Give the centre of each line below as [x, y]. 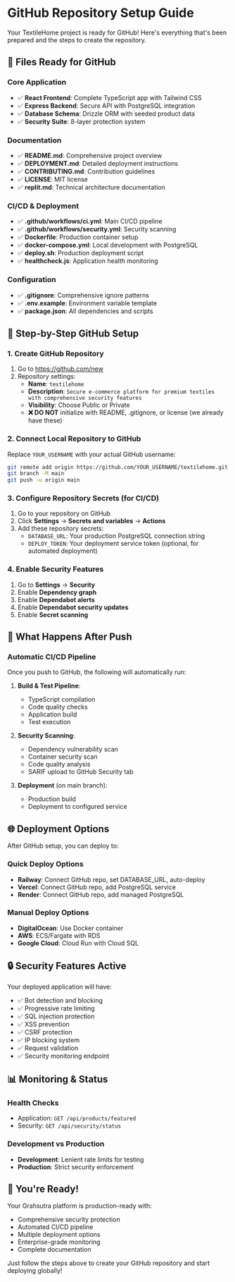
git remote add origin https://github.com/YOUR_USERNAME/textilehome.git [118, 467]
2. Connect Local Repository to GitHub [74, 439]
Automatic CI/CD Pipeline [52, 657]
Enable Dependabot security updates [73, 607]
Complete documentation [54, 1250]
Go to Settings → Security [56, 585]
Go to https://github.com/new [60, 369]
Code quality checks [58, 707]
